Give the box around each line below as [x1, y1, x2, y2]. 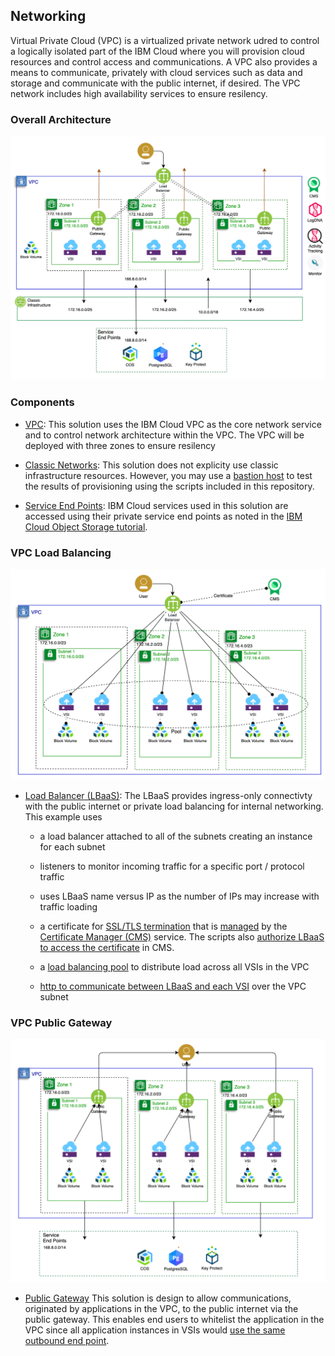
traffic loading [39, 901, 98, 913]
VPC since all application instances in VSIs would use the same [24, 1324, 286, 1336]
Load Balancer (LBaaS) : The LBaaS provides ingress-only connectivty [24, 790, 313, 802]
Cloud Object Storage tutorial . [24, 520, 148, 533]
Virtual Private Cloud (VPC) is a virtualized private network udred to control [10, 34, 320, 46]
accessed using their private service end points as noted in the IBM [24, 510, 303, 522]
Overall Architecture [10, 112, 112, 126]
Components [10, 395, 75, 409]
